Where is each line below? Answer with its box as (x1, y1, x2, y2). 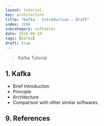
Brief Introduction (12, 83, 50, 89)
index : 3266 (5, 21, 30, 27)
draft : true (5, 41, 30, 46)
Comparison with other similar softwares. (12, 99, 99, 105)
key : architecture (5, 12, 44, 17)
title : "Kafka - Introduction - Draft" (5, 17, 90, 22)
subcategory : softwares (5, 27, 56, 32)
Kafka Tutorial (17, 55, 47, 61)
